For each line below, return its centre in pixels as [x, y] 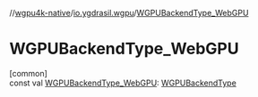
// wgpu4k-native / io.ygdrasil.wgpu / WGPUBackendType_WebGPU [129, 13]
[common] [28, 73]
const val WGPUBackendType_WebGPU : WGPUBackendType [123, 83]
